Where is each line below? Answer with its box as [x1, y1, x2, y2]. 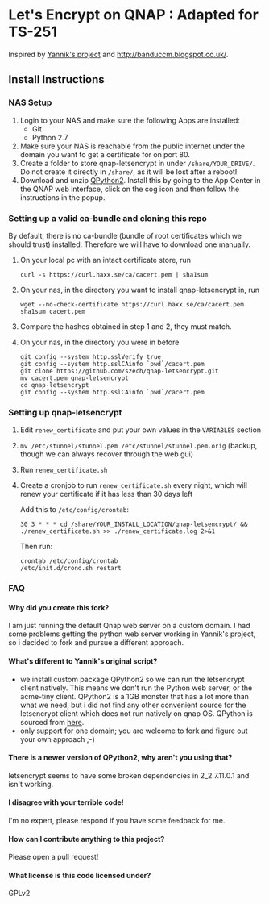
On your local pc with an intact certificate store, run [19, 255, 192, 265]
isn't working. [8, 779, 54, 789]
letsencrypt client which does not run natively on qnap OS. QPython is [19, 708, 254, 719]
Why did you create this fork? [8, 602, 110, 612]
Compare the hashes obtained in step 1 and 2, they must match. [19, 321, 232, 331]
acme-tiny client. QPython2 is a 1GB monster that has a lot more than [19, 691, 250, 701]
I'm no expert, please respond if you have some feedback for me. [8, 815, 226, 825]
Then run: [19, 542, 53, 552]
